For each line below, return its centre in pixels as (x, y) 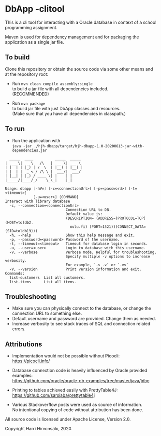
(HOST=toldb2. (19, 222)
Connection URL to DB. (88, 210)
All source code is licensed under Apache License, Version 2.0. (68, 419)
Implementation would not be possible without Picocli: (66, 356)
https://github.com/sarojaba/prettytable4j (53, 395)
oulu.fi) (79, 226)
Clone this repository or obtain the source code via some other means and (79, 69)
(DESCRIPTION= (80, 218)
